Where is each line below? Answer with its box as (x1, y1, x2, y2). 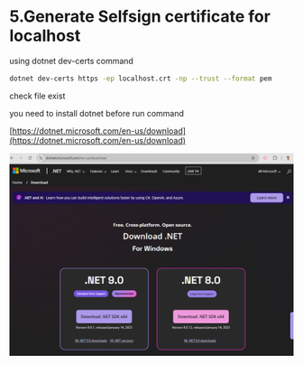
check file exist (9, 90, 66, 101)
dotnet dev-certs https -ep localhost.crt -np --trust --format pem (9, 74, 272, 83)
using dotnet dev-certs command (9, 55, 133, 66)
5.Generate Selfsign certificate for (9, 6, 271, 27)
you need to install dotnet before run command (9, 108, 185, 118)
